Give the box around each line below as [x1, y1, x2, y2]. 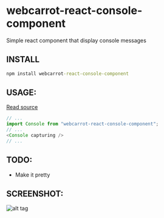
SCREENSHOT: [6, 189, 64, 199]
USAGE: [6, 88, 37, 98]
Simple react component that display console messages [6, 37, 147, 44]
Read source [6, 104, 38, 111]
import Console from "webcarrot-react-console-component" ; [6, 121, 159, 127]
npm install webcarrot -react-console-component [6, 71, 129, 77]
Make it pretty [15, 171, 50, 178]
